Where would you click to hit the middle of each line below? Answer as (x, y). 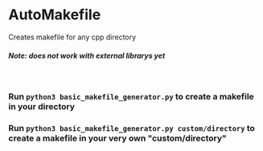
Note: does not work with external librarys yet (87, 55)
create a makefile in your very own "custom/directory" (117, 138)
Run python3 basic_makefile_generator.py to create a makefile (131, 96)
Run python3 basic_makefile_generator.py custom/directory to (132, 128)
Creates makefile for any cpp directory (72, 37)
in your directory (41, 106)
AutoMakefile (55, 15)
